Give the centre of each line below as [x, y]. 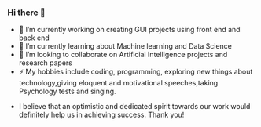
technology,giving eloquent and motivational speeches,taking [118, 83]
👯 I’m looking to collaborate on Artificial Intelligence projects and [123, 55]
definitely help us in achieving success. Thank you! [101, 115]
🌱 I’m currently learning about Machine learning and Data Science [125, 46]
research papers [45, 63]
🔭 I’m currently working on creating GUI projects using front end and [129, 30]
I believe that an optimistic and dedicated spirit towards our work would [134, 107]
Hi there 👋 [27, 13]
